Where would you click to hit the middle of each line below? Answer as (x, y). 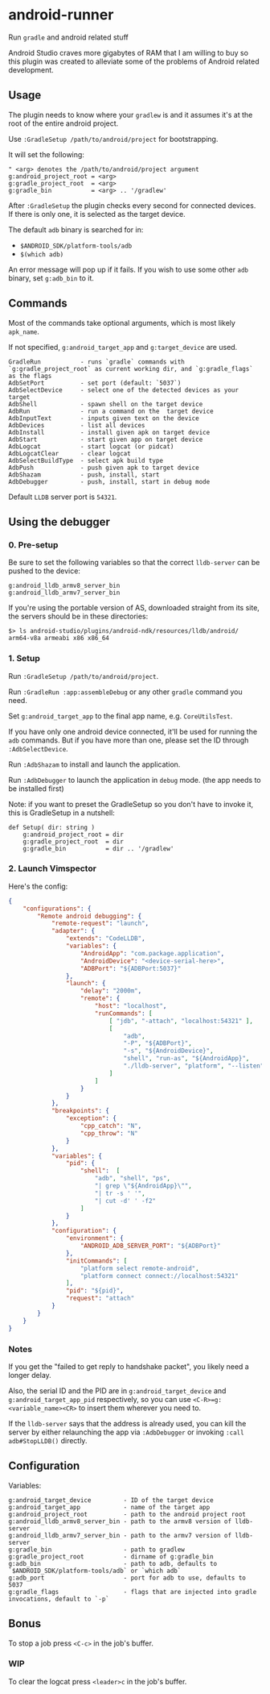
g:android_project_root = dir (74, 835)
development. (31, 69)
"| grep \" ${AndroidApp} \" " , (143, 1186)
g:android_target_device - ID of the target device (111, 1500)
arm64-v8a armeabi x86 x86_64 (59, 639)
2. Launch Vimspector (52, 868)
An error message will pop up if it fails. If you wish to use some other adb (129, 269)
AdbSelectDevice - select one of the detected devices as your (124, 390)
